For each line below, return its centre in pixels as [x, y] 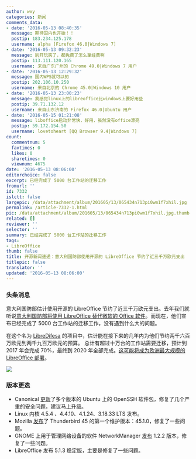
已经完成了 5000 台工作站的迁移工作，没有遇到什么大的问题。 [85, 323]
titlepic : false [26, 262]
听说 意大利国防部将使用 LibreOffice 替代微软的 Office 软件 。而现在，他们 [94, 316]
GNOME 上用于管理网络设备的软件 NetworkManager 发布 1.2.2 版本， [98, 436]
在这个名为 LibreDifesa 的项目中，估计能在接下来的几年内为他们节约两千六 [96, 335]
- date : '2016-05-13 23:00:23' [44, 93]
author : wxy [20, 11]
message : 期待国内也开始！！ [43, 33]
